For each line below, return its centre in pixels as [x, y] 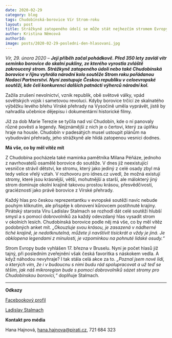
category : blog [21, 15]
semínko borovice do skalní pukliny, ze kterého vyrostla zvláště [74, 63]
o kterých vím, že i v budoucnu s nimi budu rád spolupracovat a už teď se [83, 264]
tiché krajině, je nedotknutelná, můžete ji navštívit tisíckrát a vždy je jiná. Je [85, 233]
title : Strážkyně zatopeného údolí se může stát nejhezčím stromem [79, 29]
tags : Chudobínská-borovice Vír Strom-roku [52, 19]
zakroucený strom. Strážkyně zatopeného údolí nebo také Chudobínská [84, 69]
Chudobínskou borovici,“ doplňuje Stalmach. [52, 275]
